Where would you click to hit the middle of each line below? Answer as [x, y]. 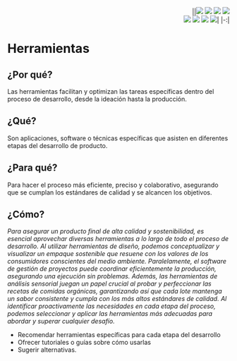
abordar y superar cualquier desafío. [61, 322]
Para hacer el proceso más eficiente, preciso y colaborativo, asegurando [113, 185]
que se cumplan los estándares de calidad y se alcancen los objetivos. [110, 192]
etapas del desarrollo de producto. [57, 145]
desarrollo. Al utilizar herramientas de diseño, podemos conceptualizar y [114, 246]
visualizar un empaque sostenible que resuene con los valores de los [108, 254]
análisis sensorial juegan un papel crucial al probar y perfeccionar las [109, 284]
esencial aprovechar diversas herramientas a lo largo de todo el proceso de [118, 239]
